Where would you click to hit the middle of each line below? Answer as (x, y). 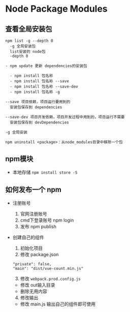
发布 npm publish (38, 226)
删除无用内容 (34, 291)
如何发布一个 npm (34, 190)
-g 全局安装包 (23, 46)
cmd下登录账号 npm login (47, 220)
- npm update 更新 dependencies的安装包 (46, 66)
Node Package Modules (56, 9)
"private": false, (32, 264)
